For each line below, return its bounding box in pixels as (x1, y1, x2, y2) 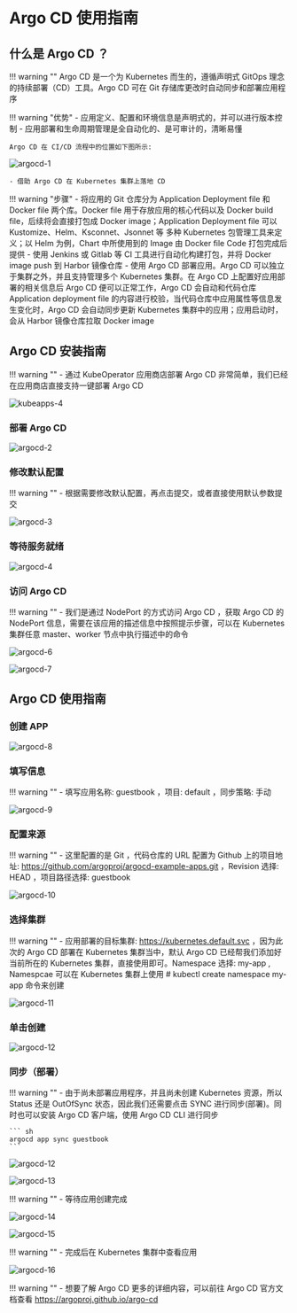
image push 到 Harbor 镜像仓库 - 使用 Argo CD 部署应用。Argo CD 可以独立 (9, 260, 285, 270)
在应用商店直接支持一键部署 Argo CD (9, 380, 144, 391)
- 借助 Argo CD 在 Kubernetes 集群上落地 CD (9, 177, 166, 186)
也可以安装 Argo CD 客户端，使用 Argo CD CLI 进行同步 (16, 1109, 219, 1121)
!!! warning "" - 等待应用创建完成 (9, 1193, 128, 1205)
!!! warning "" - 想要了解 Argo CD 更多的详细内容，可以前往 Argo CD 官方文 (9, 1283, 284, 1294)
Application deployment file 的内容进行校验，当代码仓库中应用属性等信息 (9, 293, 275, 304)
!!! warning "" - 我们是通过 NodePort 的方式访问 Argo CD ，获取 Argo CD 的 (9, 607, 285, 617)
